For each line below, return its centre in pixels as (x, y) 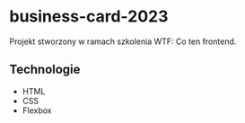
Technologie (45, 70)
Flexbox (37, 110)
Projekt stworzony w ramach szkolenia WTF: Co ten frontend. (123, 41)
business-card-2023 (89, 17)
